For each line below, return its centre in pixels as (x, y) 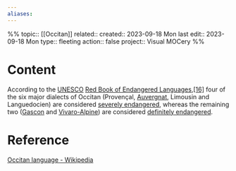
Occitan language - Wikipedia (50, 160)
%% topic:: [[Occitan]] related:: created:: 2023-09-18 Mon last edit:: (106, 34)
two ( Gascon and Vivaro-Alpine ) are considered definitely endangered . (110, 112)
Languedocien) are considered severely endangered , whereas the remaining (118, 104)
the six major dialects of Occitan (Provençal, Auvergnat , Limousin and (108, 96)
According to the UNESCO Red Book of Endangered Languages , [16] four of (116, 89)
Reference (38, 140)
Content (32, 69)
